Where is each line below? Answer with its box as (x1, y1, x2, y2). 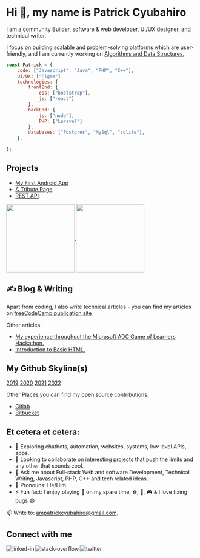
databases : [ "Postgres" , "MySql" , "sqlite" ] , (28, 130, 145, 136)
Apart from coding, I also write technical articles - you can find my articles (6, 303, 192, 310)
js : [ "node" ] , (38, 112, 75, 119)
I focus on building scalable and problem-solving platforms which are (6, 44, 179, 51)
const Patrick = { (6, 62, 53, 68)
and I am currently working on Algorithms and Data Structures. (28, 50, 185, 57)
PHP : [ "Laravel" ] (38, 118, 83, 124)
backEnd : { (28, 107, 56, 113)
